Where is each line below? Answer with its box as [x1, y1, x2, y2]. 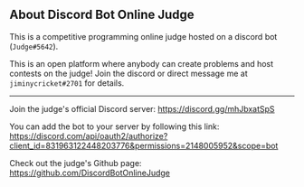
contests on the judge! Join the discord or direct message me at [9, 68, 249, 79]
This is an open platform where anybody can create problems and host [9, 58, 274, 69]
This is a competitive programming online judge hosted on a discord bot [9, 31, 278, 42]
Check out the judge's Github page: [9, 157, 142, 168]
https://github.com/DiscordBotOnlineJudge [9, 167, 170, 178]
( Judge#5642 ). [9, 41, 59, 51]
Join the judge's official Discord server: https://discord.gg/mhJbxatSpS [9, 103, 275, 114]
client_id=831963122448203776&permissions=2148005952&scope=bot [9, 140, 279, 151]
